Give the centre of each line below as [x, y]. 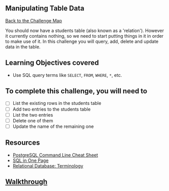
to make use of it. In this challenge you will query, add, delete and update [82, 41]
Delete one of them [33, 120]
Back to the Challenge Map [34, 20]
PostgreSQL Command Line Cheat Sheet [55, 155]
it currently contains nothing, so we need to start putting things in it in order [84, 36]
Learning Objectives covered [52, 63]
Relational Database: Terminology [48, 166]
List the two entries [33, 115]
